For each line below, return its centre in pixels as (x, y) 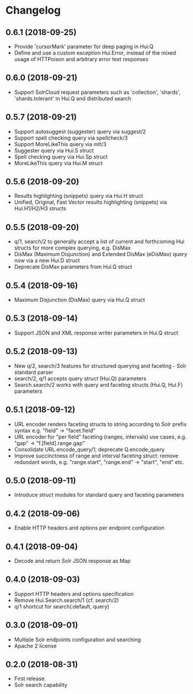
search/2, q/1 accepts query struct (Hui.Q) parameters (80, 378)
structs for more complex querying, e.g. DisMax (72, 248)
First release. (30, 679)
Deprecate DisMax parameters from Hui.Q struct (73, 267)
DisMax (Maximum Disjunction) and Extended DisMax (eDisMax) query (101, 254)
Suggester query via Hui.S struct (54, 150)
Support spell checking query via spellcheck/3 (71, 138)
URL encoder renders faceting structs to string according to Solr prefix (100, 424)
